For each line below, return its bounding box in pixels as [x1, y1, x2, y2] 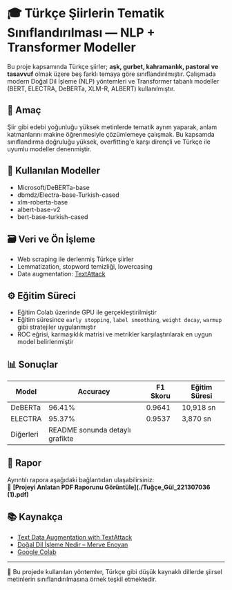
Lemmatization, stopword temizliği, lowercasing [17, 263, 153, 271]
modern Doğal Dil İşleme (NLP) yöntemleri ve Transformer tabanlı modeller [7, 77, 220, 85]
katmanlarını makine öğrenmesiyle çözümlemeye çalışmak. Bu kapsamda [7, 130, 215, 138]
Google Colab [17, 547, 57, 556]
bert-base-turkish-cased [17, 212, 88, 221]
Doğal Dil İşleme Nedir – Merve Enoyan [17, 540, 128, 549]
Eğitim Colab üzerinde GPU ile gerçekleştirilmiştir [17, 308, 157, 316]
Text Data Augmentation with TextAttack [17, 533, 133, 541]
